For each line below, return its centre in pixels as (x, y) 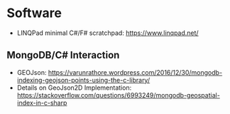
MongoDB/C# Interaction (63, 55)
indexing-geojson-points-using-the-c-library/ (83, 80)
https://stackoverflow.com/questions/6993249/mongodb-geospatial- (119, 95)
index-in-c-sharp (42, 103)
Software (34, 13)
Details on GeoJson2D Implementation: (74, 88)
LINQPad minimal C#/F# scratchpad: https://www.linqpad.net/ (108, 33)
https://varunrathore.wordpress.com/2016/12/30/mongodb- (135, 72)
